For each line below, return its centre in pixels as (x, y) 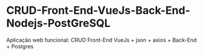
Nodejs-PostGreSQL (58, 23)
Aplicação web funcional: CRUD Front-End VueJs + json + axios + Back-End (101, 40)
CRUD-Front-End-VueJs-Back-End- (98, 11)
